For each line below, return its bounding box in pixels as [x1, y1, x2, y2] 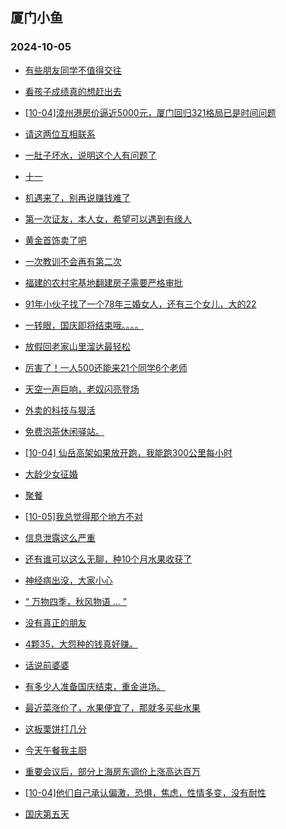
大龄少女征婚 [24, 468, 78, 480]
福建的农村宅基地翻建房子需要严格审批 [24, 276, 183, 288]
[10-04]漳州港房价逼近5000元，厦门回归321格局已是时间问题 [24, 106, 277, 118]
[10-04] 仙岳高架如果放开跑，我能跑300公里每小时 [24, 446, 233, 458]
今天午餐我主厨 [24, 744, 87, 756]
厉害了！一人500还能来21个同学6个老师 [24, 361, 188, 373]
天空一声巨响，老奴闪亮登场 [24, 383, 140, 395]
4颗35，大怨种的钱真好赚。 [24, 638, 138, 650]
